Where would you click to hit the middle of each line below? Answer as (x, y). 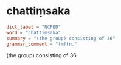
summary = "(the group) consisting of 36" (61, 38)
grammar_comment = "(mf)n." (42, 44)
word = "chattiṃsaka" (34, 32)
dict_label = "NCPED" (34, 27)
